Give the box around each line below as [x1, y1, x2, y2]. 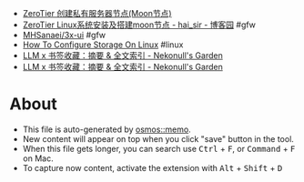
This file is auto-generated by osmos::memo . [22, 124, 191, 135]
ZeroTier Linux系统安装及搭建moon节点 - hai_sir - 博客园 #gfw [22, 19, 257, 30]
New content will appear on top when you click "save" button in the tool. [22, 133, 294, 144]
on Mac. [22, 153, 54, 164]
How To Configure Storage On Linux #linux [22, 39, 184, 50]
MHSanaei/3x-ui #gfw [22, 30, 106, 40]
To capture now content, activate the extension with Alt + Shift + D [22, 162, 283, 173]
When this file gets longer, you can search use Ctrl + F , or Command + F [22, 143, 296, 154]
